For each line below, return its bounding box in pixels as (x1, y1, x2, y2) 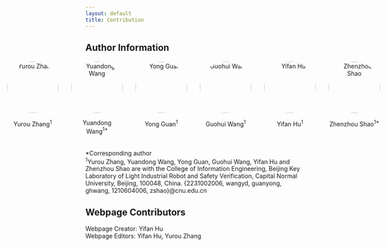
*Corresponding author (85, 149, 152, 157)
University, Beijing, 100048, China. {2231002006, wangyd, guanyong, (85, 179, 282, 187)
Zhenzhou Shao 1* (329, 118, 379, 128)
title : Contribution (85, 16, 145, 23)
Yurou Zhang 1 (13, 118, 52, 128)
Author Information (85, 42, 169, 54)
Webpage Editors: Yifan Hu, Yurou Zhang (85, 232, 202, 240)
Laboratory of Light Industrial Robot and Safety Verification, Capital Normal (85, 172, 298, 180)
